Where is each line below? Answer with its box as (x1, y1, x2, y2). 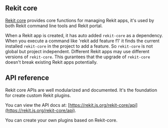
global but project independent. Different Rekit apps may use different (5, 48, 149, 54)
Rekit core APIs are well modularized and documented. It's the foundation (5, 87, 157, 93)
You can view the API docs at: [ (5, 102, 70, 108)
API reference (5, 74, 49, 82)
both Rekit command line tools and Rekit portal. (5, 23, 103, 29)
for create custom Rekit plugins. (5, 92, 71, 98)
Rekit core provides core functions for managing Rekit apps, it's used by (5, 17, 154, 23)
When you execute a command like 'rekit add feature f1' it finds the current (5, 38, 159, 44)
